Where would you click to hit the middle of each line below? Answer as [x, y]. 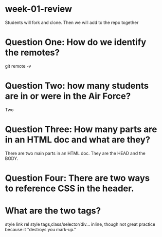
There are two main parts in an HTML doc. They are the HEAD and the [75, 153]
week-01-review [38, 9]
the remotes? [32, 53]
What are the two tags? [53, 211]
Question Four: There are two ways [77, 178]
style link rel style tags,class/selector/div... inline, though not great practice [80, 224]
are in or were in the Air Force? [68, 96]
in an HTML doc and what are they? [78, 139]
